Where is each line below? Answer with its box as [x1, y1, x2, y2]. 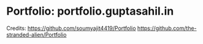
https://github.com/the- [137, 24, 197, 32]
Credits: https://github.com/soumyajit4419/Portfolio [6, 24, 136, 32]
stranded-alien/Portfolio [6, 31, 67, 38]
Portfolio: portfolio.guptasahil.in [6, 4, 174, 18]
